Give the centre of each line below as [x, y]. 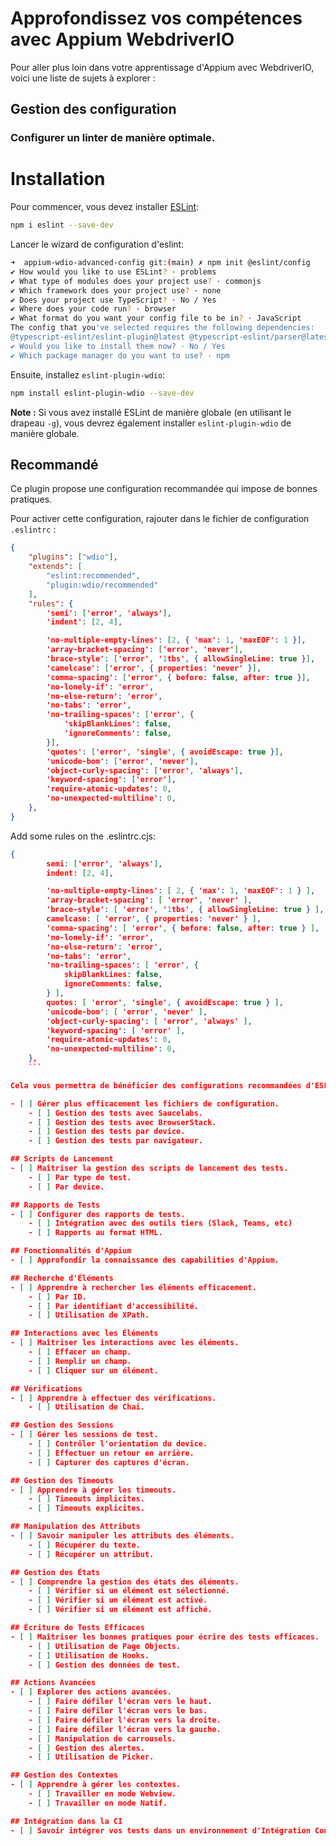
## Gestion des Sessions [62, 1425]
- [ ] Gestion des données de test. [105, 1665]
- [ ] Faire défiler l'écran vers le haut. [120, 1702]
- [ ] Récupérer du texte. [84, 1545]
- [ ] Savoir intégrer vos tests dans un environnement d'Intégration [160, 1830]
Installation [58, 179]
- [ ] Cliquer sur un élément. [93, 1370]
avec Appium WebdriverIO [122, 39]
